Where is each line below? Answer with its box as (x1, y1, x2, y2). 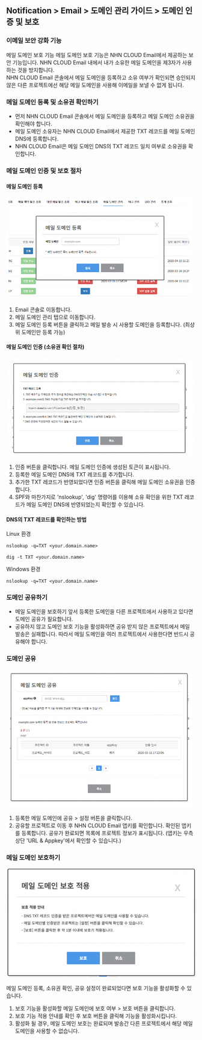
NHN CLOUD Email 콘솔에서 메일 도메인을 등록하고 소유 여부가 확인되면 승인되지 (6, 74, 195, 81)
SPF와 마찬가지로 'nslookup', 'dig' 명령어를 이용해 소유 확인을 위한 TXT (14, 493, 183, 500)
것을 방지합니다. (17, 66, 55, 73)
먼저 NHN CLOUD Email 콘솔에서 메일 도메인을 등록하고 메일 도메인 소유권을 (14, 112, 195, 120)
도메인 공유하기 (6, 594, 48, 602)
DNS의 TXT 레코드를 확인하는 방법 (6, 515, 87, 523)
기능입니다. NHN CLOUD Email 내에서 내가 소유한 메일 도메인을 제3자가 (12, 59, 182, 66)
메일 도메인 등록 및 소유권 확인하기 (6, 98, 99, 106)
